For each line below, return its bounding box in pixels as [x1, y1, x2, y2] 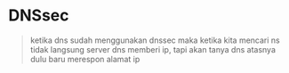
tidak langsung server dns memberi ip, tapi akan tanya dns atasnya [29, 44, 277, 54]
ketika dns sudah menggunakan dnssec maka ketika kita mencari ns [29, 35, 281, 45]
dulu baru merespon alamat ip [29, 53, 140, 64]
